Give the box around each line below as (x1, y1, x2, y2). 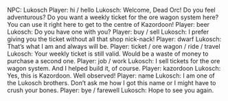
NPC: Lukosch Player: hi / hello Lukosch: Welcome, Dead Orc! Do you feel (7, 6, 216, 14)
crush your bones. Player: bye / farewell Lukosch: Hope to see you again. (7, 86, 214, 94)
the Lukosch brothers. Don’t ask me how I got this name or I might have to (7, 79, 216, 87)
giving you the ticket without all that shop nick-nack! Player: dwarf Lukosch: (7, 35, 222, 43)
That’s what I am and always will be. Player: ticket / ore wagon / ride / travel (7, 43, 221, 50)
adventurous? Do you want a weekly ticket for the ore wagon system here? (7, 13, 219, 21)
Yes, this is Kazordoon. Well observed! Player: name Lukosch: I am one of (7, 71, 215, 80)
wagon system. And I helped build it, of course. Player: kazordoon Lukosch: (7, 65, 221, 72)
